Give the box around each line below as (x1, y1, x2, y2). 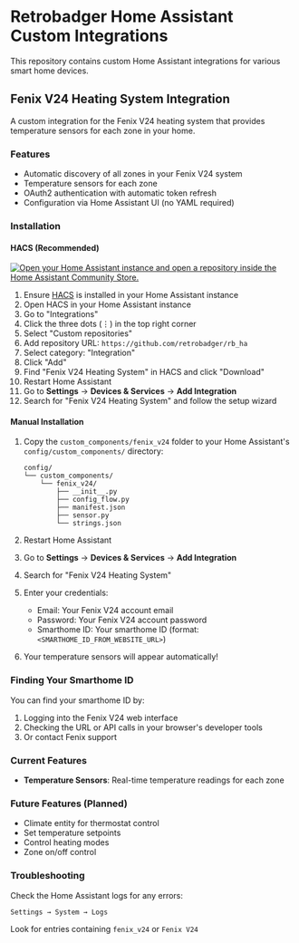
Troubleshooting (10, 870, 85, 882)
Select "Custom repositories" (23, 328, 133, 339)
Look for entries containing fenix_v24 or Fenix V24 (10, 923, 198, 934)
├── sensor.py (56, 511, 110, 520)
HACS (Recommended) (10, 242, 100, 253)
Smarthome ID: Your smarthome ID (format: (36, 624, 199, 635)
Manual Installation (10, 416, 84, 427)
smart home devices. (10, 65, 89, 76)
